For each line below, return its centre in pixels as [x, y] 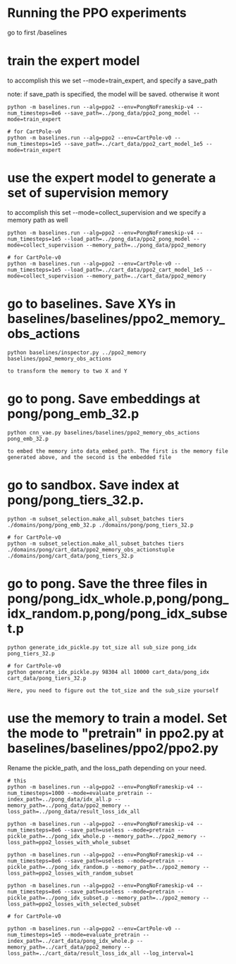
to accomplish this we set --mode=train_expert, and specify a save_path [112, 80]
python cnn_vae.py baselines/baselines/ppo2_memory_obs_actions [104, 432]
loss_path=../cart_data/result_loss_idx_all [74, 953]
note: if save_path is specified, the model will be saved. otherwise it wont [113, 94]
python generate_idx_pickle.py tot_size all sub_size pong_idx [102, 647]
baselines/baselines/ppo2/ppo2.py [113, 748]
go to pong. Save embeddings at [104, 399]
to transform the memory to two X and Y [68, 371]
